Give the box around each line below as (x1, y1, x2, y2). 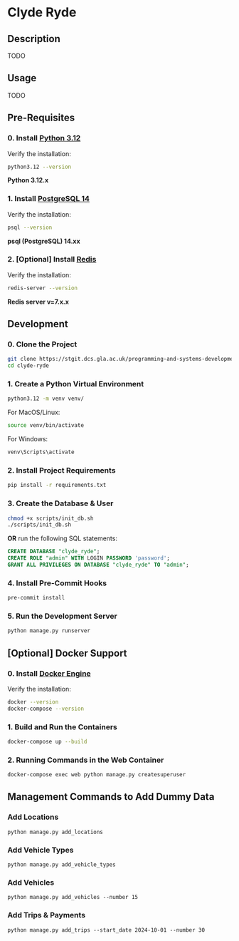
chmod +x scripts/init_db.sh (7, 515, 94, 522)
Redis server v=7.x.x (7, 297, 70, 306)
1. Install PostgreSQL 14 (7, 194, 90, 204)
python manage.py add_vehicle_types (7, 861, 116, 868)
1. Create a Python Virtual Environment (7, 379, 144, 389)
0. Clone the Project (7, 339, 78, 349)
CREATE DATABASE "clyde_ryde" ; (7, 548, 100, 555)
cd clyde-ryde (7, 362, 50, 369)
